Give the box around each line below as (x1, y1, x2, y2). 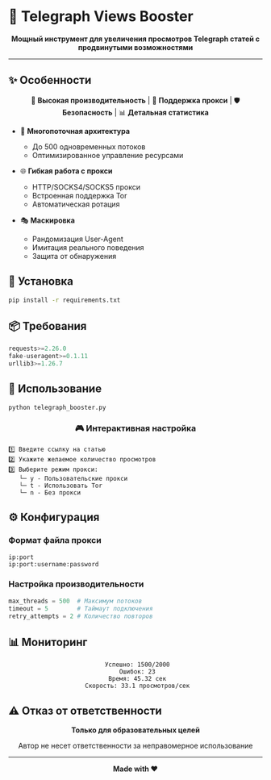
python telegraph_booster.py (8, 403, 106, 411)
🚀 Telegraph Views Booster (8, 7, 194, 26)
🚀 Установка (8, 274, 74, 289)
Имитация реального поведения (31, 242, 144, 252)
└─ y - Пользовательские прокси (19, 474, 128, 482)
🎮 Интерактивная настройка (75, 423, 196, 434)
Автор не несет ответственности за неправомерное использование (18, 741, 253, 751)
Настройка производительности (8, 578, 144, 590)
